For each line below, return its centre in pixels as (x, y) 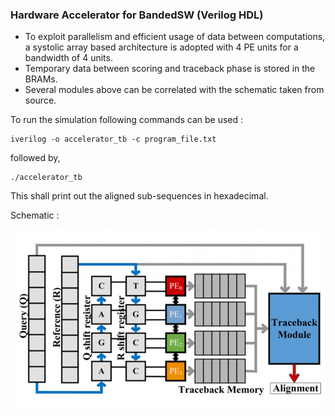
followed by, (35, 158)
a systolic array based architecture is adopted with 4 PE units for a (161, 47)
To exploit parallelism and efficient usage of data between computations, (175, 37)
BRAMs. (41, 79)
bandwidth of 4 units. (68, 58)
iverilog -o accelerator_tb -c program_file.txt (113, 139)
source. (40, 100)
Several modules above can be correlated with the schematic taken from (174, 90)
